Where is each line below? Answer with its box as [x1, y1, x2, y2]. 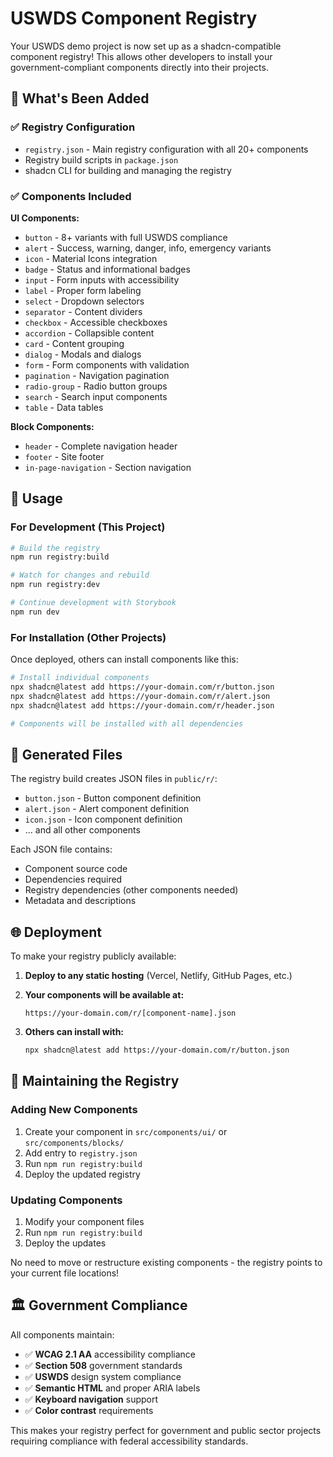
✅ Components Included [10, 189, 132, 203]
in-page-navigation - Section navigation [24, 461, 192, 473]
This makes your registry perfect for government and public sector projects [10, 1424, 322, 1436]
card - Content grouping [24, 337, 125, 349]
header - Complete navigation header [24, 440, 178, 452]
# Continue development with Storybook [10, 598, 177, 608]
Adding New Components [10, 1103, 138, 1117]
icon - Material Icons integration [24, 252, 158, 264]
